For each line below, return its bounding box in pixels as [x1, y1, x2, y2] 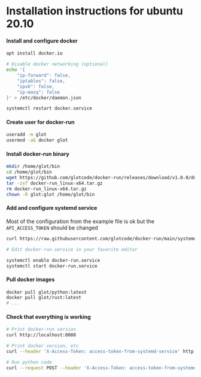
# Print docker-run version [6, 327, 77, 333]
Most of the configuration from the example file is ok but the [6, 218, 154, 225]
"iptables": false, [17, 78, 66, 84]
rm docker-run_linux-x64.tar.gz [6, 186, 87, 192]
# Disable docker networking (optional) [6, 61, 109, 67]
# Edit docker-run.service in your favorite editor [6, 246, 138, 252]
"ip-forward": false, [17, 73, 71, 79]
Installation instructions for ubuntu [6, 4, 184, 18]
